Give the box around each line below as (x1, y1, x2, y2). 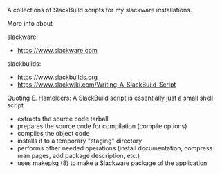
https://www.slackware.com (17, 46, 98, 54)
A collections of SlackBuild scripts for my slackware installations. (7, 6, 192, 14)
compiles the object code (17, 130, 90, 137)
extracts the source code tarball (17, 114, 109, 123)
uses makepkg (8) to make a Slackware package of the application (17, 159, 208, 167)
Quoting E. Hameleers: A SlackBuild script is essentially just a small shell (7, 94, 213, 102)
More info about (7, 19, 53, 27)
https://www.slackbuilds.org (17, 73, 98, 81)
